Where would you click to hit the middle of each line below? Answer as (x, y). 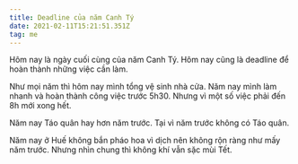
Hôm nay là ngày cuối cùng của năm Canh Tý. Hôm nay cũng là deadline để (149, 60)
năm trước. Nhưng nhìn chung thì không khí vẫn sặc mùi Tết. (121, 150)
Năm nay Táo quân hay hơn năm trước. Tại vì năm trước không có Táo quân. (149, 123)
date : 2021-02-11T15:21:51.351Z (70, 26)
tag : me (24, 34)
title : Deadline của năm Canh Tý (72, 17)
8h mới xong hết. (40, 106)
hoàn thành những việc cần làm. (69, 69)
